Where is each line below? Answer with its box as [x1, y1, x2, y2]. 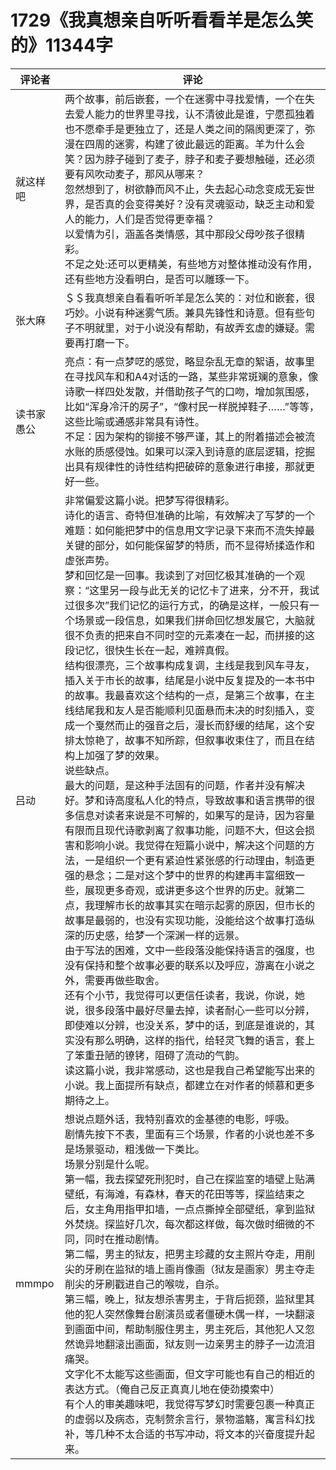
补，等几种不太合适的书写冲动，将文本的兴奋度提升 [64, 1427, 305, 1441]
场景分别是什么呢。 [64, 1157, 155, 1171]
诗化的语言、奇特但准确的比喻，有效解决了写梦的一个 [64, 508, 315, 522]
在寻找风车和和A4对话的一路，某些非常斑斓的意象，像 [64, 369, 319, 383]
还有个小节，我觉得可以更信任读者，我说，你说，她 [64, 988, 305, 1002]
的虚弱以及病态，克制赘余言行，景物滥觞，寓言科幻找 [64, 1412, 315, 1426]
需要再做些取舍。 [84, 973, 165, 987]
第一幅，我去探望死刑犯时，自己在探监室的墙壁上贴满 [64, 1172, 315, 1186]
